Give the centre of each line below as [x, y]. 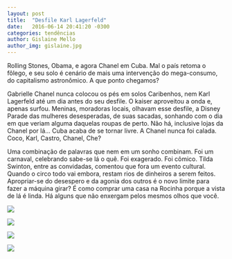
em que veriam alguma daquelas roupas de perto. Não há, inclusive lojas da [115, 123]
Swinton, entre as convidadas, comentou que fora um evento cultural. [107, 166]
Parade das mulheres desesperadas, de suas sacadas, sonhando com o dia [115, 116]
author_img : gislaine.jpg [44, 46]
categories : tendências [42, 33]
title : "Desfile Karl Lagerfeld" [57, 20]
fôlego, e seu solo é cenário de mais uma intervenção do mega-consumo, [113, 73]
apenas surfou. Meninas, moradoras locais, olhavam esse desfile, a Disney [114, 109]
